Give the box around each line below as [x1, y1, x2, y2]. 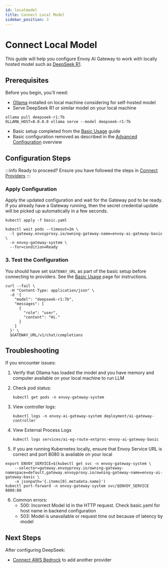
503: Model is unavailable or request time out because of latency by [20, 513, 163, 520]
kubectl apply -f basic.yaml [5, 218, 67, 223]
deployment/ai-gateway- [104, 414, 154, 419]
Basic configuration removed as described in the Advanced [12, 134, 137, 140]
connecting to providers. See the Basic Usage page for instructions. [5, 274, 148, 280]
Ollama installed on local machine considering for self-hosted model [12, 100, 156, 106]
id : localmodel [5, 7, 38, 13]
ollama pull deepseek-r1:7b [5, 115, 65, 120]
